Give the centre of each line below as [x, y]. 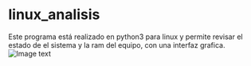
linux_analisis [54, 15]
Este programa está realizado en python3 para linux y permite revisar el [125, 37]
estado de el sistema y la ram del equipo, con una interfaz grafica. [117, 45]
